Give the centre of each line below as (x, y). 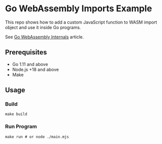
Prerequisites (26, 52)
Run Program (21, 127)
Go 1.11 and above (30, 64)
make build (16, 114)
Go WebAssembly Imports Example (79, 9)
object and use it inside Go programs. (43, 27)
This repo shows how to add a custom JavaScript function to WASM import (81, 22)
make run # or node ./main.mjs (37, 137)
